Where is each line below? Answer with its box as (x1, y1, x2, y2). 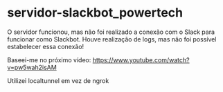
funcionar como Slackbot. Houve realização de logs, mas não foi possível (7, 35, 217, 43)
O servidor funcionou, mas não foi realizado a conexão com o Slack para (7, 28, 215, 36)
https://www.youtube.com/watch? (92, 55, 190, 64)
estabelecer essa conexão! (7, 42, 84, 50)
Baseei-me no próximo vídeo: (7, 55, 91, 64)
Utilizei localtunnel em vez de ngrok (7, 76, 109, 84)
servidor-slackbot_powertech (7, 5, 184, 21)
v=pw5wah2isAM (7, 63, 57, 71)
